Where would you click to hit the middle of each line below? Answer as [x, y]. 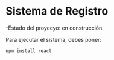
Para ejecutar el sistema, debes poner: [54, 39]
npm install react [29, 51]
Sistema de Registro [57, 11]
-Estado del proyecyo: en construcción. [55, 28]
